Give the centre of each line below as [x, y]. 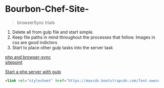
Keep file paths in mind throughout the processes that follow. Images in [83, 37]
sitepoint [14, 62]
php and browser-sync [28, 57]
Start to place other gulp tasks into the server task [62, 47]
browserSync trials [36, 22]
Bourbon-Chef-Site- [47, 9]
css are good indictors [35, 42]
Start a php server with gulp [33, 71]
